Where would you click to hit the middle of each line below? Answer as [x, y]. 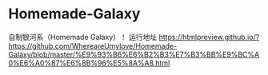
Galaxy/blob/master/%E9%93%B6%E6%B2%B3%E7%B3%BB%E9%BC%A [134, 54]
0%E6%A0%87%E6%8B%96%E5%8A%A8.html [89, 63]
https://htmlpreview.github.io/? [209, 37]
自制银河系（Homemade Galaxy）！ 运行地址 [83, 37]
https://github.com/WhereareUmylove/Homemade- [93, 45]
